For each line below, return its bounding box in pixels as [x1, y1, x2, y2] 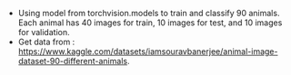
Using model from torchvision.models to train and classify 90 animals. [17, 8, 280, 18]
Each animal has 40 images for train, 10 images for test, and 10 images [17, 17, 283, 28]
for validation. [17, 27, 70, 37]
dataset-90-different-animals [17, 56, 128, 66]
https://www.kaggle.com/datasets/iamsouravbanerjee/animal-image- [17, 46, 278, 57]
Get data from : [17, 36, 75, 47]
